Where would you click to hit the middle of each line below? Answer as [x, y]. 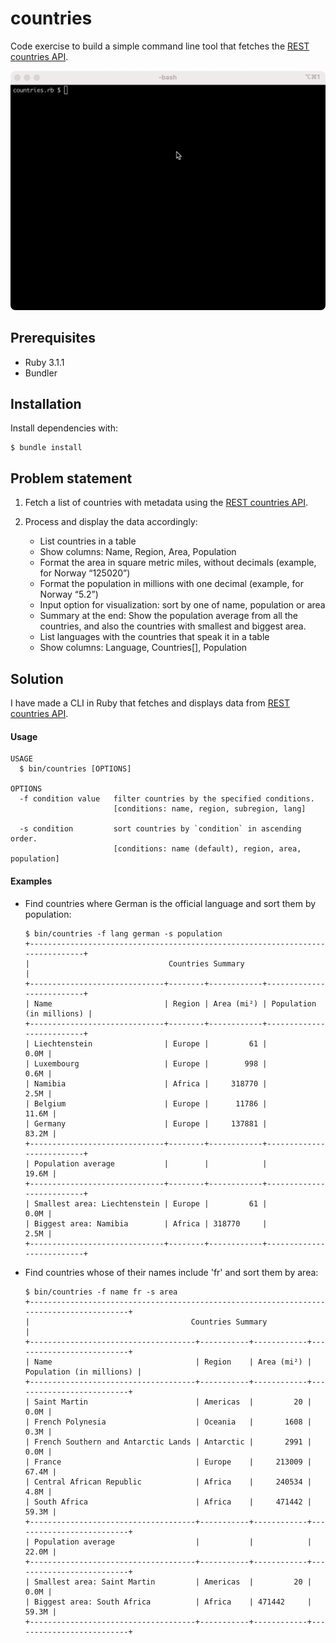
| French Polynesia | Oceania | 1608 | [168, 1422]
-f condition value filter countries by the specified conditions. [167, 799]
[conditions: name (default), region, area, [207, 849]
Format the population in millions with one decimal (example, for [171, 584]
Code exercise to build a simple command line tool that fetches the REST [160, 46]
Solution [37, 678]
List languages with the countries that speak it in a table [154, 637]
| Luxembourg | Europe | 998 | [146, 1063]
